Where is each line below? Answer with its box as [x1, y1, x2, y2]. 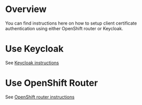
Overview [5, 4, 47, 15]
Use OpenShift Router [5, 77, 98, 89]
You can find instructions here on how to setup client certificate [5, 20, 137, 26]
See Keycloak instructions [5, 59, 59, 66]
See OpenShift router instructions [5, 94, 75, 100]
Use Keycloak [5, 43, 64, 55]
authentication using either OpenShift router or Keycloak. [5, 25, 123, 31]
